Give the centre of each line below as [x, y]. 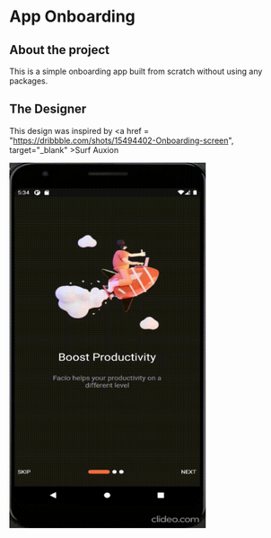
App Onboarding [73, 17]
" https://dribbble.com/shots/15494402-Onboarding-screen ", [122, 140]
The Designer [48, 109]
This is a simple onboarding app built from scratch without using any [136, 71]
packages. [29, 81]
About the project [60, 50]
